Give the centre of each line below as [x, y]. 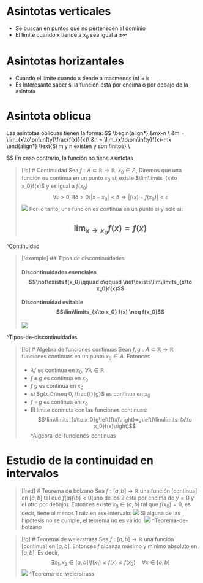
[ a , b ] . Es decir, [40, 552]
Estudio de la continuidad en [80, 461]
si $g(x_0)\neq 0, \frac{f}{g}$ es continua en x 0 [90, 395]
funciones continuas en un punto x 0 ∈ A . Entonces [86, 357]
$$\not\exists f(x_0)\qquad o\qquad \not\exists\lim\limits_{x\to [110, 282]
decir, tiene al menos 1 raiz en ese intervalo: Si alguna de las [101, 513]
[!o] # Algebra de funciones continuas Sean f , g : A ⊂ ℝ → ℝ [98, 349]
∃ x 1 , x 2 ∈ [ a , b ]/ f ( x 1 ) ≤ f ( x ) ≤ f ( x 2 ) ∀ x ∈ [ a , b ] [110, 563]
